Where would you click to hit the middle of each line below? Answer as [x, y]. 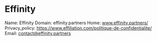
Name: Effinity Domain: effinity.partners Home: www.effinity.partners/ [76, 23]
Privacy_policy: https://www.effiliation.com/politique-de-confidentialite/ [78, 28]
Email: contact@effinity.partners [38, 33]
